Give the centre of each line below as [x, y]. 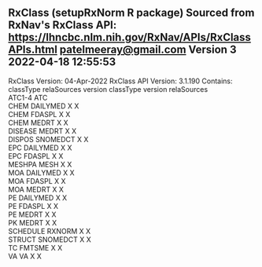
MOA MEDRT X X [36, 189]
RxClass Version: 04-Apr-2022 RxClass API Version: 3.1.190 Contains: [121, 81]
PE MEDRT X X [32, 214]
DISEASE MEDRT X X [42, 131]
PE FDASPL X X [33, 206]
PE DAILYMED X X [38, 198]
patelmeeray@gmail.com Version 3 [148, 50]
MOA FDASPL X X [37, 181]
